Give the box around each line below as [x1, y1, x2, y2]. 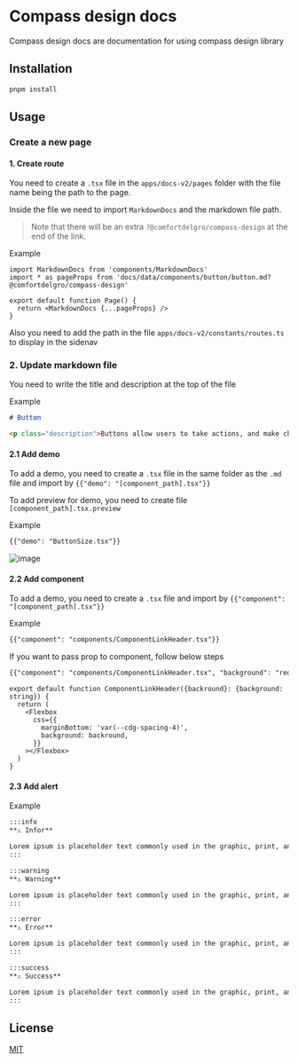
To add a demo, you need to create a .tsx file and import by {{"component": [9, 593, 286, 604]
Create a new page [9, 136, 92, 148]
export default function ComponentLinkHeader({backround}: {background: [9, 685, 284, 694]
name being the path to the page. [9, 187, 131, 198]
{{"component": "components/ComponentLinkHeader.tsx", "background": [9, 668, 272, 678]
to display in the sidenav [9, 337, 98, 348]
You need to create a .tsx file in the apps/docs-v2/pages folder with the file [9, 177, 281, 188]
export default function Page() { [9, 296, 137, 305]
